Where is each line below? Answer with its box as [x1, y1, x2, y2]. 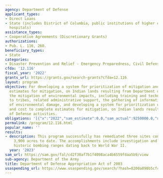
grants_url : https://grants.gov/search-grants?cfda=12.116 [5, 75, 127, 80]
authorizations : [5, 39, 38, 44]
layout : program [5, 79, 38, 84]
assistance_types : [5, 30, 42, 35]
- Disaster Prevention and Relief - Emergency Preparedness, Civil [5, 61, 145, 66]
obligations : [5, 116, 32, 121]
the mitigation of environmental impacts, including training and [9, 93, 147, 98]
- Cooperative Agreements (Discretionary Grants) [5, 35, 108, 40]
